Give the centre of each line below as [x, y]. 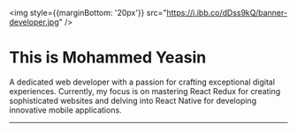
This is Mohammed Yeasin [108, 58]
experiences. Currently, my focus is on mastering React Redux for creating [145, 91]
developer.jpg [34, 22]
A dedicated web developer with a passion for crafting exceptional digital [142, 82]
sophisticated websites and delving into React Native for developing [133, 100]
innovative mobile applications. [65, 110]
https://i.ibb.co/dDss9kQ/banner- [227, 13]
